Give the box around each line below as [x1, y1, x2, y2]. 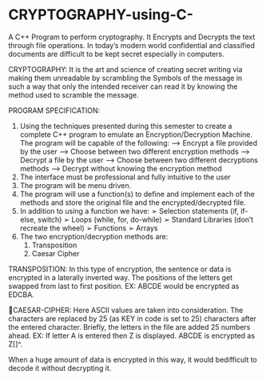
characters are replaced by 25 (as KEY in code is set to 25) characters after [8, 314, 257, 323]
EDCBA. [8, 290, 34, 299]
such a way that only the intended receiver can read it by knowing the [8, 82, 238, 91]
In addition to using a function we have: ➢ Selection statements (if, [19, 206, 240, 215]
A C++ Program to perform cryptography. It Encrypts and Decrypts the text [8, 32, 256, 42]
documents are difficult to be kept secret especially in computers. [8, 49, 225, 58]
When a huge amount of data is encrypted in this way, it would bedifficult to [8, 355, 257, 364]
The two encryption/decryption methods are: [19, 231, 169, 241]
